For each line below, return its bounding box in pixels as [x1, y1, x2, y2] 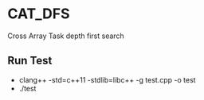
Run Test [7, 54, 53, 67]
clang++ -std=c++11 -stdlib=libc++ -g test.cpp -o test [18, 75, 196, 84]
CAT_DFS [7, 5, 70, 23]
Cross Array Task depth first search [7, 31, 124, 40]
